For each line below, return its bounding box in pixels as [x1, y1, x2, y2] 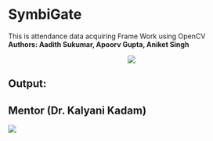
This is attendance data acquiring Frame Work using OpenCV [8, 31, 206, 41]
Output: [8, 77, 47, 91]
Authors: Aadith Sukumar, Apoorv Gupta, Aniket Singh [8, 39, 190, 49]
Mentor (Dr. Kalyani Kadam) [8, 103, 147, 117]
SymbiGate [8, 5, 82, 23]
